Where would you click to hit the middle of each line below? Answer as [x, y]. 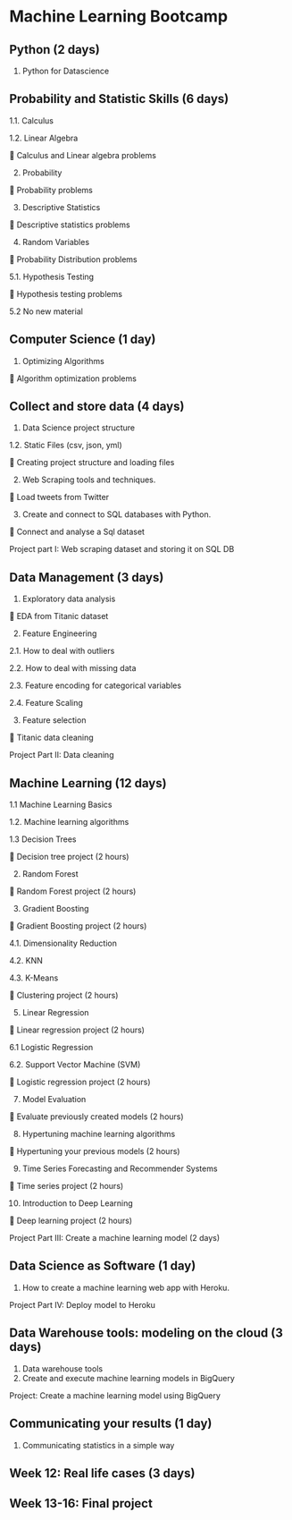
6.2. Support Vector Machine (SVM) [75, 1065]
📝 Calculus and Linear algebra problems [83, 155]
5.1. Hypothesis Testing [52, 276]
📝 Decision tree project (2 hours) [69, 857]
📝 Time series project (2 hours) [67, 1186]
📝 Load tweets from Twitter [59, 497]
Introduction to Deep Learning [78, 1203]
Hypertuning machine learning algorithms [99, 1134]
